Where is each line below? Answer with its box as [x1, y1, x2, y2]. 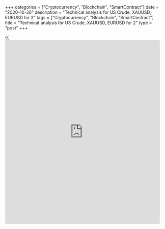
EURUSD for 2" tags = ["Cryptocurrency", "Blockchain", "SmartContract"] [5, 15, 154, 20]
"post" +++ [5, 25, 28, 31]
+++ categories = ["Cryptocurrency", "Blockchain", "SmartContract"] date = [5, 4, 159, 10]
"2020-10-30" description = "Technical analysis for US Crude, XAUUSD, [5, 9, 151, 15]
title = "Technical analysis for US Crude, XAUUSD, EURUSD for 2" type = [5, 20, 152, 25]
